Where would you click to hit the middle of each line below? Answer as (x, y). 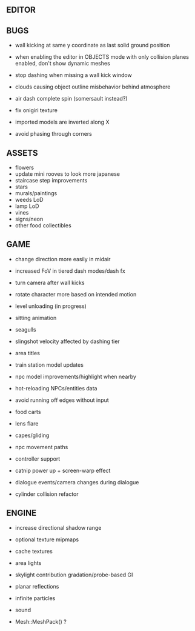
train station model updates (49, 365)
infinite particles (35, 598)
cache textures (34, 551)
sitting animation (36, 318)
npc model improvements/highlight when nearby (75, 376)
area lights (28, 563)
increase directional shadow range (58, 527)
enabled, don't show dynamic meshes (62, 64)
